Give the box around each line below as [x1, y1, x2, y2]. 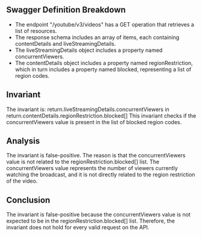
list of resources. [14, 27, 57, 34]
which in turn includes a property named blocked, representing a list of [14, 66, 192, 73]
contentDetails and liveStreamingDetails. [14, 40, 116, 47]
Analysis [6, 136, 40, 147]
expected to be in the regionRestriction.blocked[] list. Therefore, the [6, 217, 175, 225]
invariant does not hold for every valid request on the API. [6, 224, 150, 231]
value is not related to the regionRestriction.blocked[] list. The [6, 158, 160, 165]
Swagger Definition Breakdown [6, 5, 126, 15]
